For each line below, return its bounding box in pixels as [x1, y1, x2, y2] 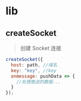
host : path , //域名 [11, 62, 58, 68]
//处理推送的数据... [16, 79, 61, 85]
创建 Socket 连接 [20, 45, 62, 51]
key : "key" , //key [11, 68, 57, 74]
